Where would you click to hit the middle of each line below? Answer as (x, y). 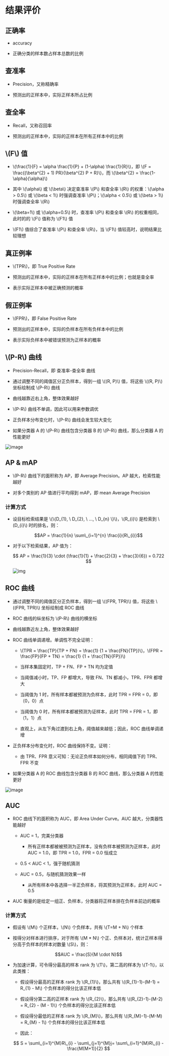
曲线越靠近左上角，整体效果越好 (46, 629)
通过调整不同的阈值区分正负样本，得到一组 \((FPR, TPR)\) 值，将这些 (83, 601)
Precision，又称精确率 (36, 84)
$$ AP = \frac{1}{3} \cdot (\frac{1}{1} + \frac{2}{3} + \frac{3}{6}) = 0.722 (88, 556)
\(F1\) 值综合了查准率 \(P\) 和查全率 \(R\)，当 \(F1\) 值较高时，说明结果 (85, 229)
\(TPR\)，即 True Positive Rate (44, 266)
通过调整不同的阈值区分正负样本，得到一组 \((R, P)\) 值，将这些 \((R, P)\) (88, 381)
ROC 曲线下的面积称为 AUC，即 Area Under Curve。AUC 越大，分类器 (86, 819)
